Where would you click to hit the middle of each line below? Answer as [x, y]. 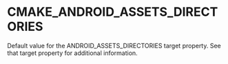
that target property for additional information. [72, 53]
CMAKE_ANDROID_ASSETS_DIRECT [113, 12]
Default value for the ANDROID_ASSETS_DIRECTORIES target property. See [114, 45]
